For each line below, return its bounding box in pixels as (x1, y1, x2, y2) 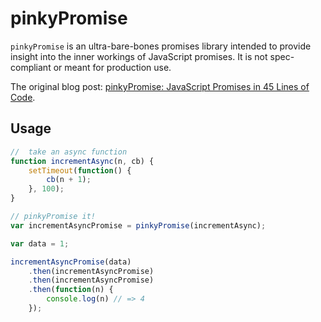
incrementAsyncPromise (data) (10, 257, 132, 267)
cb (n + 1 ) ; (46, 175, 92, 185)
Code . (10, 91, 36, 103)
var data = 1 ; (10, 238, 70, 249)
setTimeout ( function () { (28, 165, 132, 176)
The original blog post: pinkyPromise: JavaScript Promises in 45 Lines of (10, 80, 310, 92)
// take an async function (10, 147, 128, 157)
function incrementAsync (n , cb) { (10, 156, 155, 166)
